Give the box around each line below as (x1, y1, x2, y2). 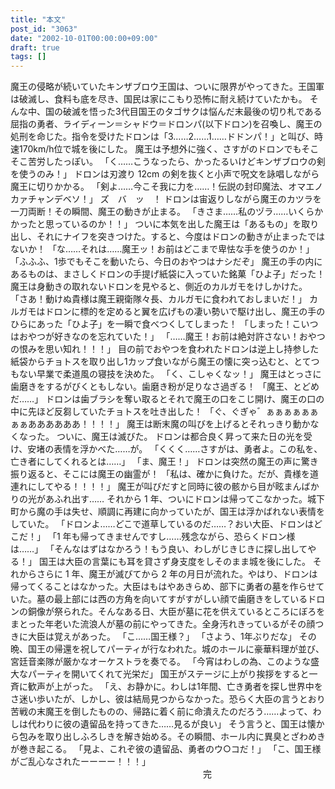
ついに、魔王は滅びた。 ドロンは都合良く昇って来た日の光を (56, 431, 304, 443)
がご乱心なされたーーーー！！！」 (10, 756, 151, 768)
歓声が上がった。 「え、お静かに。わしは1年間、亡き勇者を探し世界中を (27, 681, 323, 693)
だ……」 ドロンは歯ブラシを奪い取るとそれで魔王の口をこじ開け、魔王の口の (10, 393, 325, 405)
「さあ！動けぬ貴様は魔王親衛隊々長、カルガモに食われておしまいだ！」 (10, 293, 308, 305)
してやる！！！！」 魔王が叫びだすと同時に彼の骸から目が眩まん (36, 481, 302, 493)
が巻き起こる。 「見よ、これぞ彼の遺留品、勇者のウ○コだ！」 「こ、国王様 (10, 743, 322, 755)
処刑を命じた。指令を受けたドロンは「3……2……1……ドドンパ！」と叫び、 (10, 131, 315, 143)
